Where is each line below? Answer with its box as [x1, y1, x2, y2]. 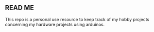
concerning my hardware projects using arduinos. [5, 21, 105, 27]
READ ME [5, 4, 34, 12]
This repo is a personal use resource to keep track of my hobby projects [5, 16, 150, 22]
